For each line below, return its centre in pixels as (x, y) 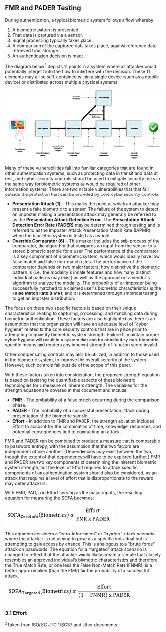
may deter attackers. (26, 483)
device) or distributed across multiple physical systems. (62, 82)
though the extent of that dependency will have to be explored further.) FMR (83, 457)
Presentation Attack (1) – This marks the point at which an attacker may (85, 204)
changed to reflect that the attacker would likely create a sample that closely (83, 554)
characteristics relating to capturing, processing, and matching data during (81, 313)
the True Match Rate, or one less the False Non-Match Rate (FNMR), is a (79, 565)
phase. (19, 405)
